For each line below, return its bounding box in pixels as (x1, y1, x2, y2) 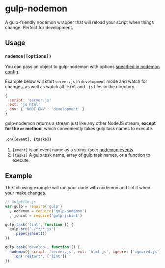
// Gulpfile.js (5, 200, 36, 204)
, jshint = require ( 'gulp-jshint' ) (9, 213, 82, 218)
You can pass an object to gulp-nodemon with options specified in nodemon (5, 64, 160, 69)
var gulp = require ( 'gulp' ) (5, 204, 63, 209)
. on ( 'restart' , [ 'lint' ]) (14, 254, 67, 259)
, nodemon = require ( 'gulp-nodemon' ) (9, 208, 87, 213)
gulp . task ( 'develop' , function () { (5, 245, 80, 250)
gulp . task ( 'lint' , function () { (5, 222, 74, 227)
